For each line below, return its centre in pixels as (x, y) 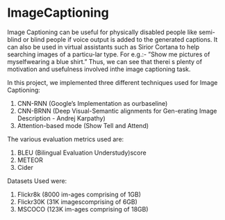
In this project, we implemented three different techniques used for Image (112, 82)
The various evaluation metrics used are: (66, 139)
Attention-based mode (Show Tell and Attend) (83, 125)
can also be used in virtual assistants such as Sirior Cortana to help (103, 47)
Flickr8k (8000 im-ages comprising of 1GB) (79, 194)
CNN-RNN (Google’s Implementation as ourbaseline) (92, 103)
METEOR (30, 160)
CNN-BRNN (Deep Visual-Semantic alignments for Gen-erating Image (117, 111)
